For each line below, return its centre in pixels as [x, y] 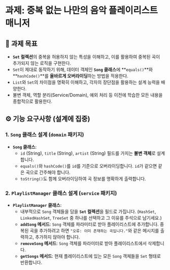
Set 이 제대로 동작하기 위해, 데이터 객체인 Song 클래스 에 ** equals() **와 [83, 70]
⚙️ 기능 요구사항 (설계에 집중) [48, 119]
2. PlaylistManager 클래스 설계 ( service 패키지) [61, 193]
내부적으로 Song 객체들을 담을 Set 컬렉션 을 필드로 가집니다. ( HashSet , [88, 211]
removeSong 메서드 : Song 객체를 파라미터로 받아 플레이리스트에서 [83, 243]
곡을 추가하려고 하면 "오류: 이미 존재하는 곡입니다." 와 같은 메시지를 [94, 230]
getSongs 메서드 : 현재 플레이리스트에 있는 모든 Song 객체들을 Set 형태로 [91, 256]
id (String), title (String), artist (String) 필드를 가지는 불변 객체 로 [88, 153]
